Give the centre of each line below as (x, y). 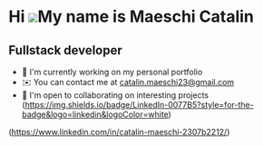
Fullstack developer (66, 50)
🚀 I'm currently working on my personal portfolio (112, 72)
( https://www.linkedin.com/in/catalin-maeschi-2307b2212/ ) (119, 132)
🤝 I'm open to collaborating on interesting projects (115, 95)
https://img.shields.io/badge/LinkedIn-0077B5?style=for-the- (140, 105)
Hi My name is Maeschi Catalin (131, 17)
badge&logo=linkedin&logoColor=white (95, 114)
